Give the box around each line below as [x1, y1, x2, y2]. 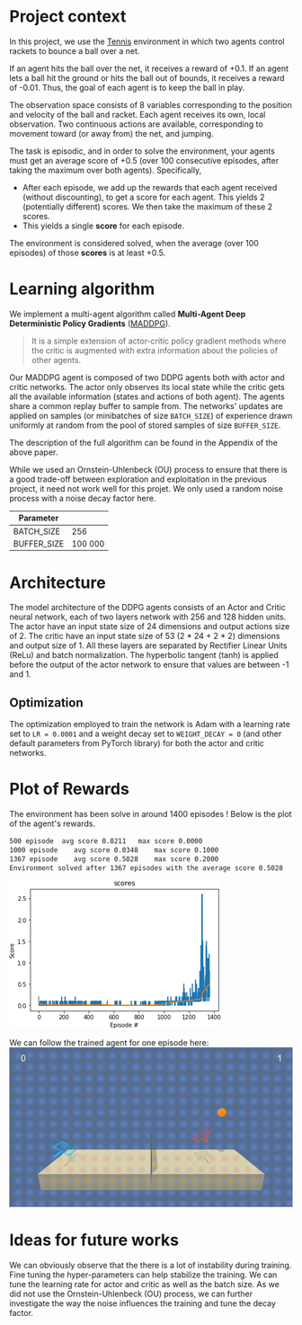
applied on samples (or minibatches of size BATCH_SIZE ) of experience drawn [9, 410, 293, 421]
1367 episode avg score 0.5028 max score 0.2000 [9, 855, 219, 864]
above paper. [9, 447, 58, 458]
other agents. [31, 354, 82, 365]
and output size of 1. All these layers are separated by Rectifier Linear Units [9, 640, 288, 651]
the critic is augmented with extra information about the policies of [31, 344, 279, 356]
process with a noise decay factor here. [9, 493, 156, 503]
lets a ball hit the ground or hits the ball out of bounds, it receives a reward [9, 72, 285, 83]
